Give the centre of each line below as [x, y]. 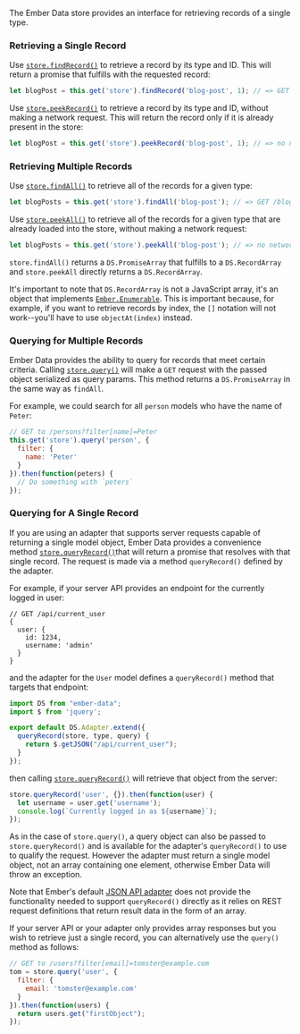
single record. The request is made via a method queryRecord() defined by [146, 561]
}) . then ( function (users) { [59, 1005]
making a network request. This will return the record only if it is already [142, 118]
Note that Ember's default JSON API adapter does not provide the [130, 892]
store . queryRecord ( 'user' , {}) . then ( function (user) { [112, 794]
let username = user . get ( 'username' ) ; [90, 803]
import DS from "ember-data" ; [66, 703]
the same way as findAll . [57, 389]
